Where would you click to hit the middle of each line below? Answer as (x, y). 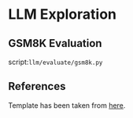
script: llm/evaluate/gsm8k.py (55, 62)
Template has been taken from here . (67, 105)
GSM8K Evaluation (55, 43)
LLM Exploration (62, 14)
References (37, 86)
